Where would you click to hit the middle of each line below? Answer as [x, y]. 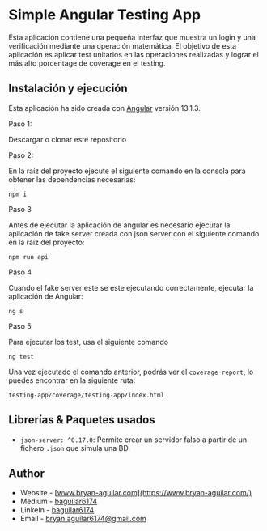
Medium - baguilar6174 [59, 501]
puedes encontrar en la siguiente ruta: [72, 380]
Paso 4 [20, 272]
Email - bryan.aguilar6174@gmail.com [83, 519]
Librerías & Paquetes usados [82, 420]
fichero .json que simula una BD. [75, 448]
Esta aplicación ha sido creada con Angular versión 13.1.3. [104, 108]
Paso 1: [20, 124]
